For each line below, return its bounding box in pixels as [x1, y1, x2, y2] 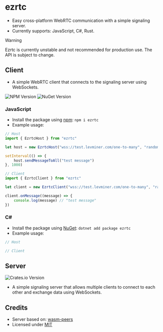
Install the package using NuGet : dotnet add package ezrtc [12, 225, 131, 231]
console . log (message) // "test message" [14, 198, 97, 203]
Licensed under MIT [12, 322, 52, 328]
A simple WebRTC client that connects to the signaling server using [12, 79, 147, 85]
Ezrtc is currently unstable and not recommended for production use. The [5, 47, 153, 53]
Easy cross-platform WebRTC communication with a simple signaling [12, 18, 150, 23]
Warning [5, 37, 22, 43]
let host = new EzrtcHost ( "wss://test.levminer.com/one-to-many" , [5, 145, 142, 149]
